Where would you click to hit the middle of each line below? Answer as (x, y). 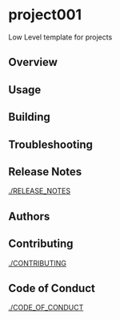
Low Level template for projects (60, 37)
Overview (33, 62)
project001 (45, 15)
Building (29, 117)
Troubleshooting (51, 144)
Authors (29, 216)
